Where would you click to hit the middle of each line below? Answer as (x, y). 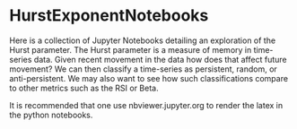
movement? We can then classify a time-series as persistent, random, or (144, 69)
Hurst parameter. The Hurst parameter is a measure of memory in (131, 49)
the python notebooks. (51, 115)
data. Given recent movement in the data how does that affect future (160, 59)
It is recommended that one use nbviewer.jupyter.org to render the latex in (146, 105)
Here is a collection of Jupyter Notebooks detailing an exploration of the (143, 40)
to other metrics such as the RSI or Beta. (84, 88)
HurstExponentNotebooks (109, 16)
